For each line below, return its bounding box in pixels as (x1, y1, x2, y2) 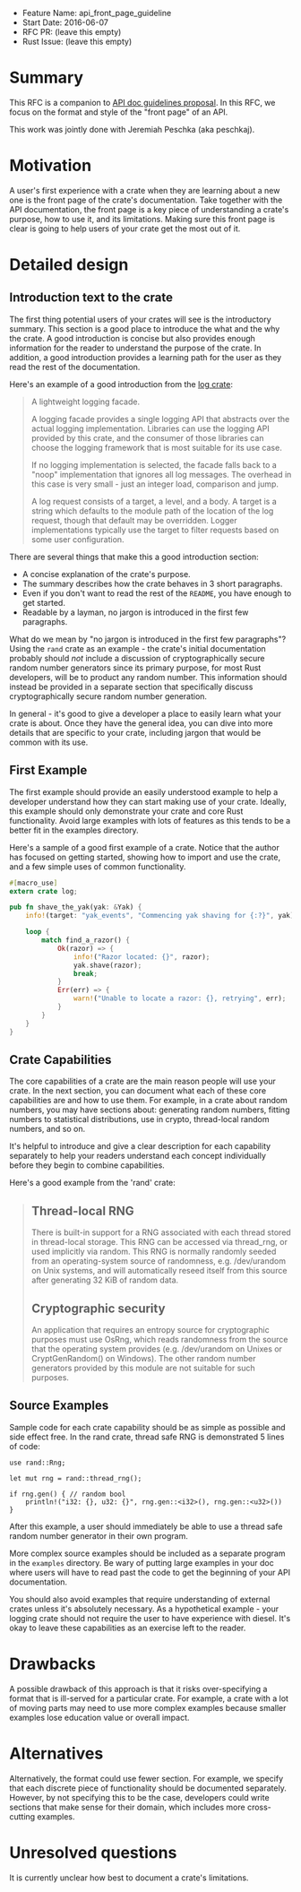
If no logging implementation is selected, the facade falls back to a (30, 459, 278, 470)
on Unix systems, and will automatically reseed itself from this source (30, 1266, 288, 1276)
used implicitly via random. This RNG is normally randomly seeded (30, 1246, 277, 1257)
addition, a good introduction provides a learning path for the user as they (9, 351, 282, 362)
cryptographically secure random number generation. (9, 690, 208, 702)
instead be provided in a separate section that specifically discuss (9, 681, 254, 692)
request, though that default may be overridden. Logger (30, 514, 237, 525)
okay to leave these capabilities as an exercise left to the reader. (9, 1622, 246, 1633)
